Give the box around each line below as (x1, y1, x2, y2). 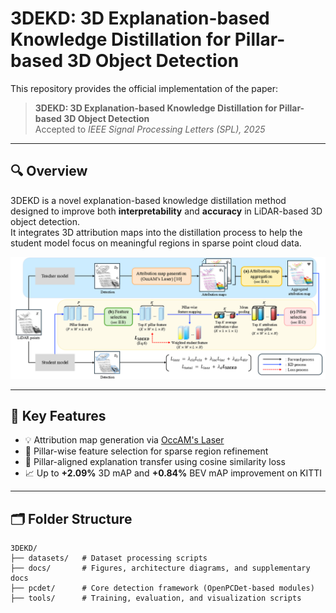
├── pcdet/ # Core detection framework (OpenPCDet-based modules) (10, 583, 315, 594)
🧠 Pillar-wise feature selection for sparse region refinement (24, 445, 269, 457)
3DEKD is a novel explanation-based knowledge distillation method (10, 194, 287, 206)
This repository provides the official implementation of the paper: (10, 82, 278, 94)
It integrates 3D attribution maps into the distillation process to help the (10, 226, 303, 238)
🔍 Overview (10, 163, 88, 180)
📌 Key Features (10, 408, 107, 425)
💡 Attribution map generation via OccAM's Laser (24, 434, 225, 446)
